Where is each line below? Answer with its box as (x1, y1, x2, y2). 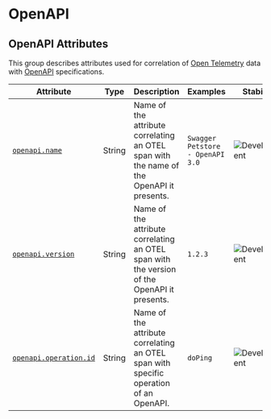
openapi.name (12, 146, 63, 155)
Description (133, 86, 180, 97)
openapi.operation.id (12, 354, 95, 363)
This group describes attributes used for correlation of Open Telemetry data (8, 58, 261, 68)
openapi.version (12, 250, 75, 259)
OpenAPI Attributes (8, 37, 109, 51)
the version (133, 263, 177, 275)
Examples (186, 86, 226, 97)
